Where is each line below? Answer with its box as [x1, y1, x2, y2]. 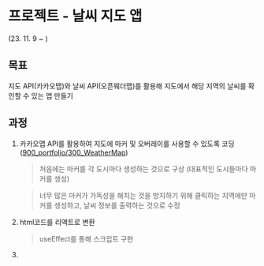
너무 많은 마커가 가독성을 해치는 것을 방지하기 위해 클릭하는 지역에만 [39, 190, 248, 200]
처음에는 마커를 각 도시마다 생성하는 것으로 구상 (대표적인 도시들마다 [39, 163, 248, 174]
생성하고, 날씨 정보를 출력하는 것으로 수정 [54, 200, 180, 210]
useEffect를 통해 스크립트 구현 [39, 234, 134, 243]
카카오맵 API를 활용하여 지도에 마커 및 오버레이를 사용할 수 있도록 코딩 [19, 139, 235, 148]
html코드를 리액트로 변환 [19, 217, 96, 227]
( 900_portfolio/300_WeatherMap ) [19, 148, 128, 157]
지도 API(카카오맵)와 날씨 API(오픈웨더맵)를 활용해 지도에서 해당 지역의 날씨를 [8, 81, 247, 91]
